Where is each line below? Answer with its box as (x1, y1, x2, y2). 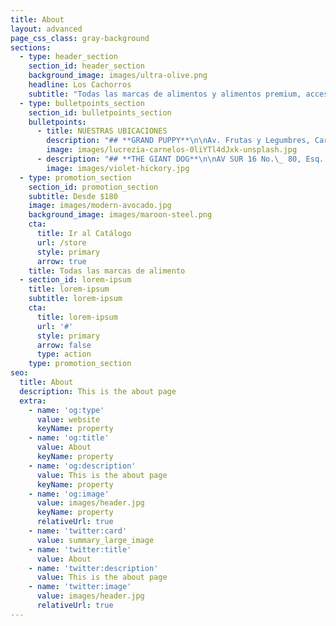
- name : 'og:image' (28, 489, 110, 499)
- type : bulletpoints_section (19, 98, 145, 108)
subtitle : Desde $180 (28, 191, 118, 201)
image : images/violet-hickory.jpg (46, 163, 190, 173)
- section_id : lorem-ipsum (19, 275, 132, 285)
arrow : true (36, 256, 87, 266)
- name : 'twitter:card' (28, 526, 128, 536)
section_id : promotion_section (28, 182, 159, 192)
